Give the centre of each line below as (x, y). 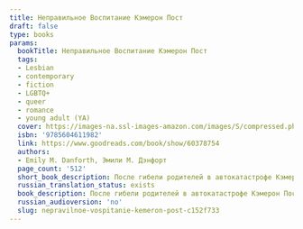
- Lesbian (36, 69)
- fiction (36, 85)
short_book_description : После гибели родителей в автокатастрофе (145, 177)
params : (24, 43)
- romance (36, 110)
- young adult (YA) (54, 118)
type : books (32, 34)
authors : (34, 151)
